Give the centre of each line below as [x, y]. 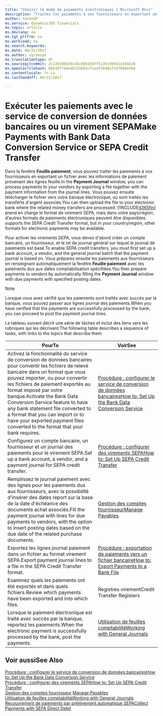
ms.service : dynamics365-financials [42, 23]
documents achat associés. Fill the [46, 509]
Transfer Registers [119, 595]
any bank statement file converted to [49, 408]
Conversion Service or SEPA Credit [77, 147]
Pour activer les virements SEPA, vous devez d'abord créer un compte [75, 237]
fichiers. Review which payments [44, 592]
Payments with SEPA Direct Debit [38, 708]
